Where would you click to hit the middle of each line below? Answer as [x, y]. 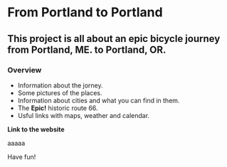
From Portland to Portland [85, 12]
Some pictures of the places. [60, 92]
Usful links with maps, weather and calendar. [84, 115]
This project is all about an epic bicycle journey [114, 39]
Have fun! [22, 156]
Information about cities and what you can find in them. [99, 100]
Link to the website [36, 129]
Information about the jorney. [60, 85]
